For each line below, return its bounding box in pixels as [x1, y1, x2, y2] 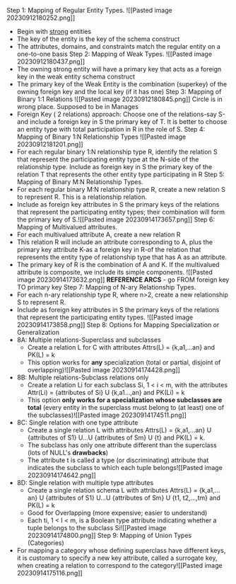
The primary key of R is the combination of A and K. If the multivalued [16, 260, 220, 268]
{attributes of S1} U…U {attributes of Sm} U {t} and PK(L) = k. [27, 433, 206, 442]
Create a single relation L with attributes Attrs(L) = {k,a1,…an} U [27, 426, 212, 434]
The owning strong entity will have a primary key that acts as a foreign [16, 65, 222, 73]
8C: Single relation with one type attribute [16, 418, 138, 427]
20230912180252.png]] [6, 13, 76, 22]
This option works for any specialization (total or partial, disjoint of [27, 358, 221, 367]
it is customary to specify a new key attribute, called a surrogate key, [16, 554, 218, 562]
